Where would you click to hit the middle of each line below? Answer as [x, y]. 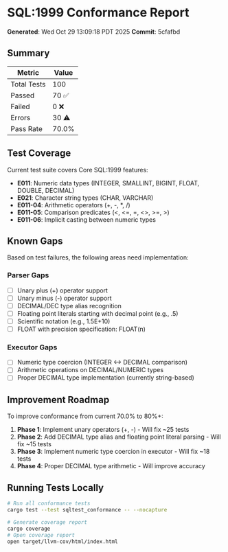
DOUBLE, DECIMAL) [46, 190]
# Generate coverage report [47, 522]
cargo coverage [29, 529]
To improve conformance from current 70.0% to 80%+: [85, 416]
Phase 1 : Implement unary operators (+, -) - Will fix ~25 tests [103, 430]
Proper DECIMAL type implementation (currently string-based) [105, 378]
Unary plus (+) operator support [62, 290]
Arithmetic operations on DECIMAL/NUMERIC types [90, 370]
